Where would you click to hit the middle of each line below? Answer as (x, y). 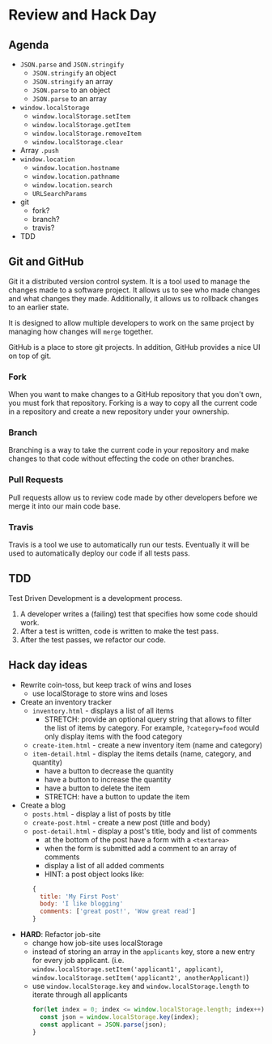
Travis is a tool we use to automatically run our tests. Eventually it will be (129, 545)
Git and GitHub (46, 262)
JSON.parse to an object (71, 90)
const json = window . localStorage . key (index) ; (119, 1017)
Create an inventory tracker (66, 701)
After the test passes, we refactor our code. (93, 639)
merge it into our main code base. (65, 506)
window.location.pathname (76, 177)
